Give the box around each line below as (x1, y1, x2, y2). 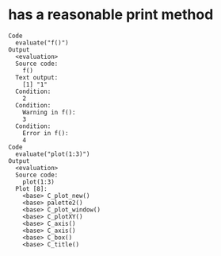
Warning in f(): (22, 108, 77, 116)
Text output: (15, 73, 59, 81)
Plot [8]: (15, 184, 48, 192)
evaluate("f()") (15, 38, 69, 47)
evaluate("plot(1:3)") (15, 149, 90, 158)
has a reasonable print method (8, 6, 214, 24)
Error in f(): (22, 129, 69, 137)
